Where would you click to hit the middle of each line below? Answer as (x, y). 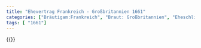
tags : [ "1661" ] (26, 23)
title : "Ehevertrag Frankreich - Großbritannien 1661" (76, 12)
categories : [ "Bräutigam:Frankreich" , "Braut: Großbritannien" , (88, 17)
